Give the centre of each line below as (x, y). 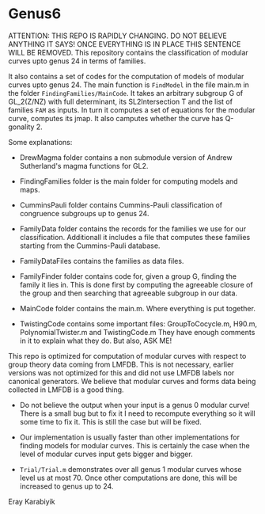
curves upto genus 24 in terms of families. (77, 61)
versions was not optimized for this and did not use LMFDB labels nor (121, 372)
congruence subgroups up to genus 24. (84, 213)
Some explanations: (40, 142)
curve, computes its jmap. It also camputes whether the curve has (116, 118)
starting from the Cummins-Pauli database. (90, 246)
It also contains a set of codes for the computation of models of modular (126, 76)
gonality (21, 127)
